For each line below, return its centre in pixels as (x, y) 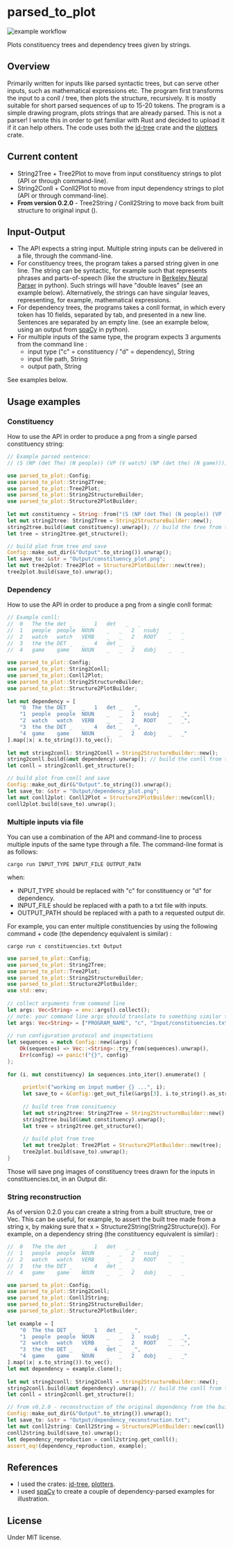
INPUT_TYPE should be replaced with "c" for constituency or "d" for (114, 890)
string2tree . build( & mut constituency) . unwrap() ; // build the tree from (114, 527)
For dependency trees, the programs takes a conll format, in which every (121, 308)
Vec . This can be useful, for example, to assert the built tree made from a (112, 1219)
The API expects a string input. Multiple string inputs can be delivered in (120, 249)
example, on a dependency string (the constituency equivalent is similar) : (113, 1234)
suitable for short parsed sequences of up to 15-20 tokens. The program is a (116, 105)
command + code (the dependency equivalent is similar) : (89, 933)
